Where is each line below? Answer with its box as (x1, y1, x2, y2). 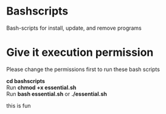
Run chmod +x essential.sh (6, 84, 77, 91)
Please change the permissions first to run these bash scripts (6, 65, 160, 73)
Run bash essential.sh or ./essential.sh (6, 90, 108, 98)
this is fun (6, 102, 32, 109)
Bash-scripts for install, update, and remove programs (6, 24, 142, 32)
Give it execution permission (6, 45, 154, 59)
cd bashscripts (6, 77, 46, 84)
